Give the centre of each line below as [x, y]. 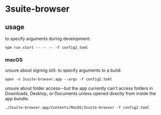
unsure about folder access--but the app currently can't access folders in [79, 88]
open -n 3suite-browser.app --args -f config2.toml [59, 79]
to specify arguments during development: [48, 38]
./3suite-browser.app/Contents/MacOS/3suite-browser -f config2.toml [77, 108]
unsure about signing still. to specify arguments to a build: [63, 70]
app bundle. [17, 99]
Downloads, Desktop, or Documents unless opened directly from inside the [80, 94]
